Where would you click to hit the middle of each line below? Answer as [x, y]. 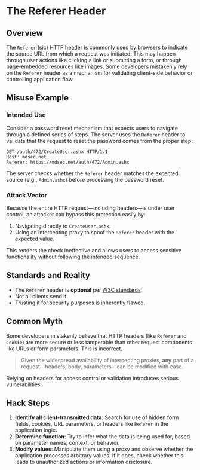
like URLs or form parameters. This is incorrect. [64, 349]
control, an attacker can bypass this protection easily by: [76, 214]
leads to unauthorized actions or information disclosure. [84, 462]
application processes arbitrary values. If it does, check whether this [99, 456]
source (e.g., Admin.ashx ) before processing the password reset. [85, 179]
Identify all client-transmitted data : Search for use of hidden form [97, 417]
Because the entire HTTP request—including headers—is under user [90, 208]
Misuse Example [38, 98]
